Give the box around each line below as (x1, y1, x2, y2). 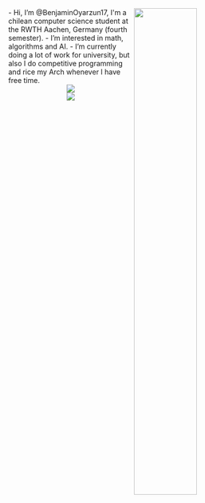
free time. (8, 76, 40, 85)
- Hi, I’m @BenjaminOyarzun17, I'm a (8, 8, 127, 17)
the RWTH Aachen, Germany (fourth (8, 25, 128, 34)
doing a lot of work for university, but (8, 50, 130, 59)
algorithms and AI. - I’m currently (8, 42, 117, 51)
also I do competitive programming (8, 59, 124, 68)
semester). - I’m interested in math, (8, 34, 124, 42)
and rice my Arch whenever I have (8, 67, 121, 77)
